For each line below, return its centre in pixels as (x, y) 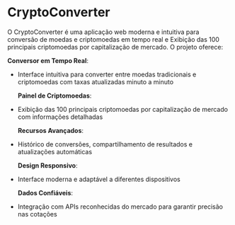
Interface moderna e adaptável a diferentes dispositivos (99, 179)
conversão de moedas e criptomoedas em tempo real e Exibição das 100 (113, 39)
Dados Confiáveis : (45, 192)
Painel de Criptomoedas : (55, 96)
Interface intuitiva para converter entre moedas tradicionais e (107, 74)
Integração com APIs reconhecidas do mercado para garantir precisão (120, 207)
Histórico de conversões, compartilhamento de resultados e (105, 144)
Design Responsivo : (47, 165)
